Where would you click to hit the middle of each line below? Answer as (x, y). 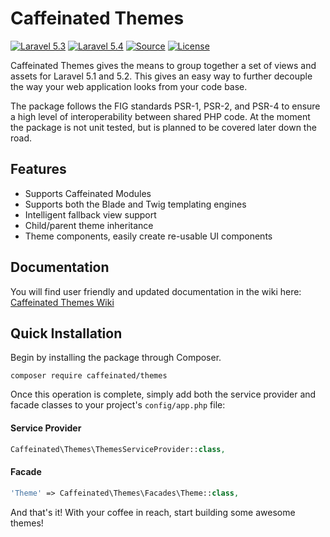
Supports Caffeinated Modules (88, 193)
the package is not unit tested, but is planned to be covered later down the (163, 127)
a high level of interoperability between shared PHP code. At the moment (160, 116)
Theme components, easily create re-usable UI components (148, 236)
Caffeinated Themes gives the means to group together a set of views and (163, 65)
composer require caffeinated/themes (89, 376)
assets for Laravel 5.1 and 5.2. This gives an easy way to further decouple (161, 76)
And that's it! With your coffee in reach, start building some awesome (153, 512)
